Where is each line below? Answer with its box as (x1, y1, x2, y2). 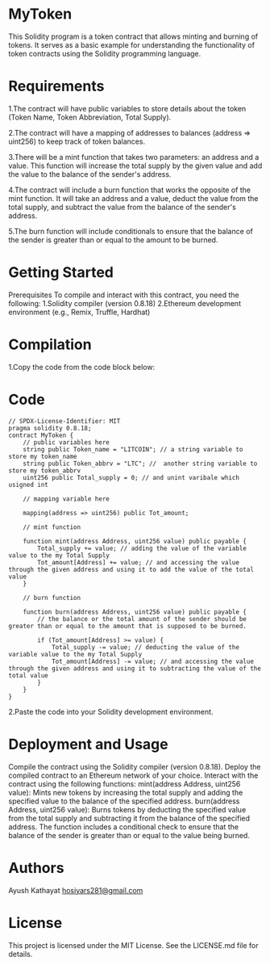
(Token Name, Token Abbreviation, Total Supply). (8, 112, 172, 122)
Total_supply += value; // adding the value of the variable (37, 544, 247, 552)
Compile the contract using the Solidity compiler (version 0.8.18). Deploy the (8, 762, 261, 771)
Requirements (8, 78, 105, 95)
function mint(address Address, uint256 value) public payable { (23, 537, 247, 545)
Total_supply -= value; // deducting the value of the (51, 643, 240, 651)
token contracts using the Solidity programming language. (8, 48, 201, 58)
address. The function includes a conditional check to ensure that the (8, 821, 239, 832)
